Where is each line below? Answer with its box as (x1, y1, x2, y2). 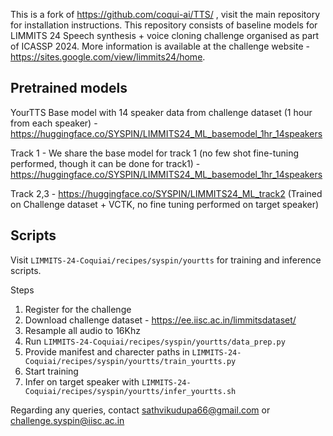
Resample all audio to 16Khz (24, 324, 141, 336)
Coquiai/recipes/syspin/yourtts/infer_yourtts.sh (24, 386, 237, 396)
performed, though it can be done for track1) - (10, 157, 201, 169)
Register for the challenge (24, 303, 132, 315)
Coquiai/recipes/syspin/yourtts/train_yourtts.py (24, 356, 237, 366)
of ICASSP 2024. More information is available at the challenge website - (10, 40, 310, 52)
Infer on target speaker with (24, 375, 140, 388)
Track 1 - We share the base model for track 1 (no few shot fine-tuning (10, 147, 300, 159)
